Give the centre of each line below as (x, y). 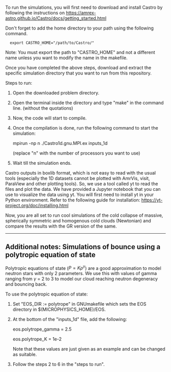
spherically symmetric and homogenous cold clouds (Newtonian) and (78, 221)
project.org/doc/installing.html (37, 205)
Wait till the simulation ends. (42, 163)
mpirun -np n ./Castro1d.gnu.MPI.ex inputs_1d (60, 143)
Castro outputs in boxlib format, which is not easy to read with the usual (81, 173)
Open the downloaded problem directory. (56, 93)
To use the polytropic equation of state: (47, 294)
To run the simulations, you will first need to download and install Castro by (84, 7)
